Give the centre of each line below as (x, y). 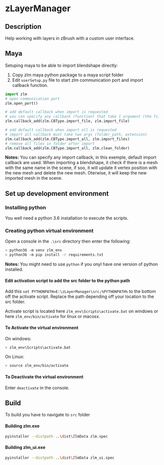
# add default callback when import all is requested (61, 130)
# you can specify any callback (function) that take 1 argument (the (78, 117)
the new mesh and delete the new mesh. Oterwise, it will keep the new (76, 173)
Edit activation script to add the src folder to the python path (68, 280)
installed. (14, 270)
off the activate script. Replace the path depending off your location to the (80, 296)
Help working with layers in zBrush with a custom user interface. (70, 38)
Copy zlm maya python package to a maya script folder (68, 75)
